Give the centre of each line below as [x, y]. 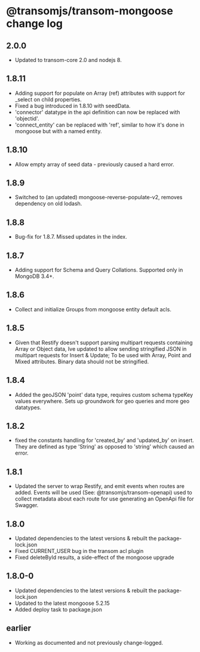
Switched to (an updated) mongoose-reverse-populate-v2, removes [99, 197]
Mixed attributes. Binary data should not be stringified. [82, 361]
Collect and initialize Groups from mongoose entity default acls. [93, 309]
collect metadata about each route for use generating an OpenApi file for [104, 499]
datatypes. [28, 407]
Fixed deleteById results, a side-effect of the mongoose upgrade [94, 557]
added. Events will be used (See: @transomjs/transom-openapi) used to [103, 493]
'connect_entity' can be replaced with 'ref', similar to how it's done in [99, 125]
